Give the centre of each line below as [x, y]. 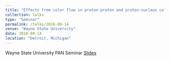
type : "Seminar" [22, 19]
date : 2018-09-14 [24, 34]
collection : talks [25, 15]
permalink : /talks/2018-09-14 [37, 24]
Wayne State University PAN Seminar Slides [51, 53]
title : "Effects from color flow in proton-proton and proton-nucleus [81, 10]
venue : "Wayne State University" [40, 29]
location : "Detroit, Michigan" [38, 39]
